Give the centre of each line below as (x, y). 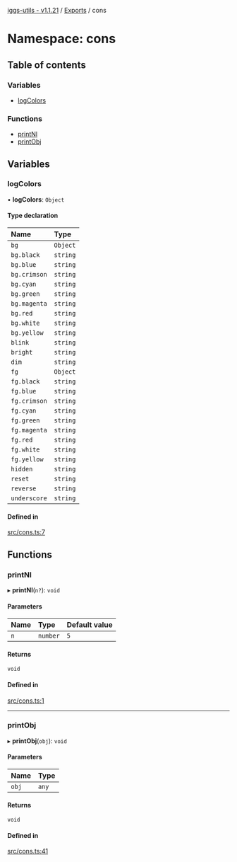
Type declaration (33, 216)
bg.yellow (27, 333)
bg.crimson (29, 275)
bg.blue (24, 265)
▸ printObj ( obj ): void (37, 741)
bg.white (25, 323)
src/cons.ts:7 (26, 532)
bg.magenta (29, 304)
